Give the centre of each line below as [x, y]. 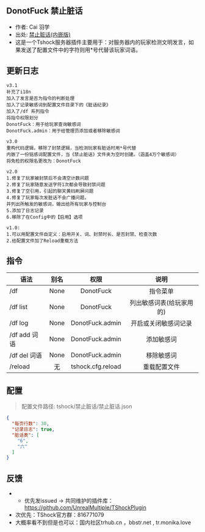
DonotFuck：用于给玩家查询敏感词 [44, 124]
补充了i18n [19, 92]
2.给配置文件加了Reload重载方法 [42, 241]
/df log [19, 323]
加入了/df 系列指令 [28, 111]
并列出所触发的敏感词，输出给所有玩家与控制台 [56, 204]
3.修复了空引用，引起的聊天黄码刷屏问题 [50, 191]
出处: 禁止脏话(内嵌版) [43, 34]
